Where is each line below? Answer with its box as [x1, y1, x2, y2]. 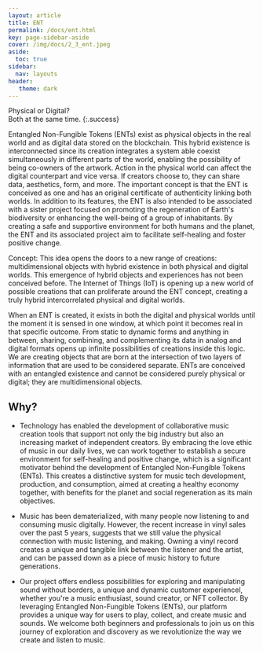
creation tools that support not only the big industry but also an [19, 429, 224, 439]
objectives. [19, 496, 56, 506]
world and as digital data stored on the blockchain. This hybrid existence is [8, 138, 250, 148]
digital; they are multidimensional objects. [8, 377, 143, 387]
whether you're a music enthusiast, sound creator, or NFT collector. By [19, 594, 249, 603]
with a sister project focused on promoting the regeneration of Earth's [8, 205, 234, 215]
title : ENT [8, 19, 44, 27]
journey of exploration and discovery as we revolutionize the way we [19, 627, 242, 637]
